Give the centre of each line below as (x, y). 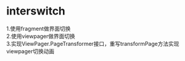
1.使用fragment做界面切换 (38, 28)
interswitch (36, 11)
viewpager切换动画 (31, 51)
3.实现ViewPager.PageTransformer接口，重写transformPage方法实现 (93, 43)
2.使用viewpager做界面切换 (41, 36)
